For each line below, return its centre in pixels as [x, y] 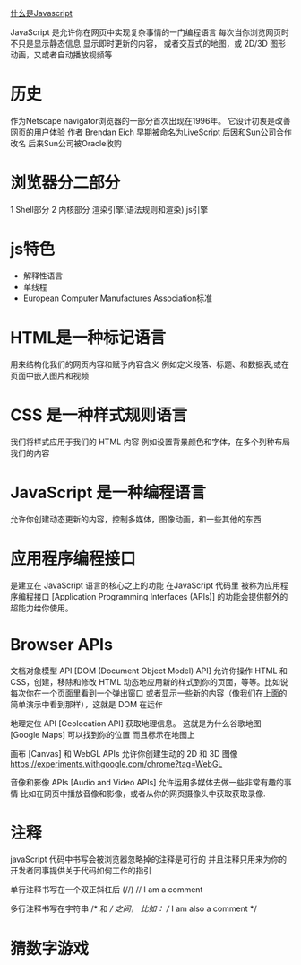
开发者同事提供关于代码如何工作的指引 [81, 871]
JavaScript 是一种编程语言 [108, 492]
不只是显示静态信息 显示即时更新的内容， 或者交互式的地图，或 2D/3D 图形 [148, 44]
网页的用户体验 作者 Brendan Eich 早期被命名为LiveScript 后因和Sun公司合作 [151, 132]
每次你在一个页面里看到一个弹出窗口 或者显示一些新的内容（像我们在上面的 [149, 693]
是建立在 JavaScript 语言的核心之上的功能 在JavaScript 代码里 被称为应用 [146, 585]
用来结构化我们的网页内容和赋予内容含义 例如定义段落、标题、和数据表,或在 [150, 364]
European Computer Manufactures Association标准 [118, 298]
